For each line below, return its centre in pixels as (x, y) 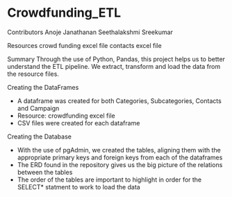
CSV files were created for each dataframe (78, 123)
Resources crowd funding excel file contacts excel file (84, 45)
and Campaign (38, 108)
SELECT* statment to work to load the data (78, 187)
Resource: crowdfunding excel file (66, 116)
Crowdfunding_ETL (64, 13)
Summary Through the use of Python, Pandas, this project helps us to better (116, 59)
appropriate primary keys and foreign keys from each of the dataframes (120, 157)
